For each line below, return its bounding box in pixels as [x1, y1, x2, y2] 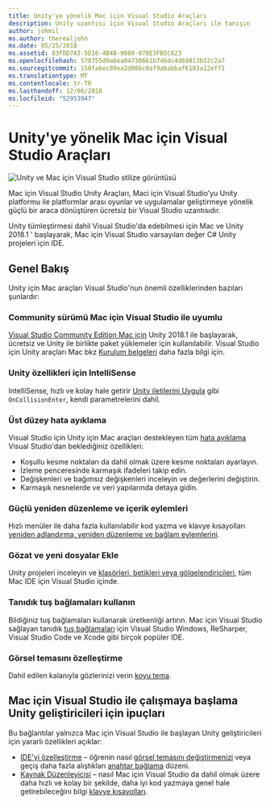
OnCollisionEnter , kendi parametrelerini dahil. [8, 394, 161, 404]
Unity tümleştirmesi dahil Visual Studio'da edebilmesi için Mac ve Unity [8, 221, 244, 231]
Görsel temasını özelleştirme [8, 652, 123, 664]
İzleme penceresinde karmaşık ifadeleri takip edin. [19, 465, 188, 475]
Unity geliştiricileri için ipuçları [8, 706, 165, 720]
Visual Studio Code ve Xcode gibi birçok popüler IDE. [8, 632, 185, 642]
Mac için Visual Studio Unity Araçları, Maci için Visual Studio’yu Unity [8, 189, 238, 198]
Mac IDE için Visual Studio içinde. [8, 577, 119, 586]
